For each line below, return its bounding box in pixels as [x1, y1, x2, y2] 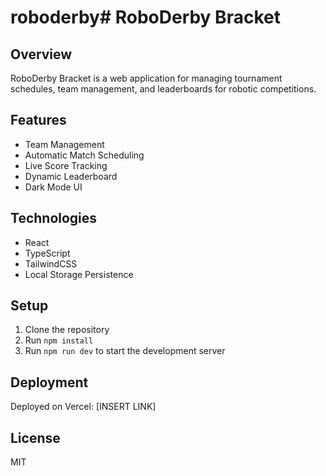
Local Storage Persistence [24, 268, 134, 280]
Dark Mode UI [24, 181, 83, 193]
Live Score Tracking [24, 159, 108, 171]
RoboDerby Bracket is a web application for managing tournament [10, 72, 283, 84]
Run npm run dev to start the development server [24, 345, 226, 357]
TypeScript [24, 247, 71, 259]
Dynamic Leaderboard [24, 170, 118, 182]
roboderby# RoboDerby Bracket [10, 6, 281, 29]
